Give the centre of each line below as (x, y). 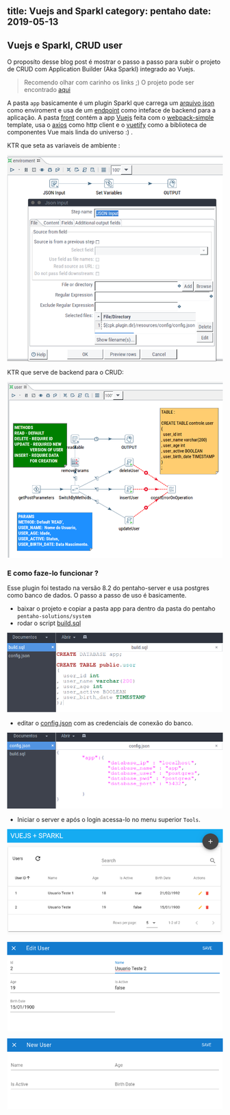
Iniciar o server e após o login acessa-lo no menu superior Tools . (108, 819)
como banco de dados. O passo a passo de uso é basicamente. (97, 596)
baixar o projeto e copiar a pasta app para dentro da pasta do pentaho (116, 609)
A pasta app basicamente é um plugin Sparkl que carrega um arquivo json (111, 103)
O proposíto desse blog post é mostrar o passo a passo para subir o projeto (114, 62)
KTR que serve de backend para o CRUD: (66, 372)
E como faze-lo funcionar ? (53, 573)
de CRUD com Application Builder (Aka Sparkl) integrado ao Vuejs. (101, 69)
